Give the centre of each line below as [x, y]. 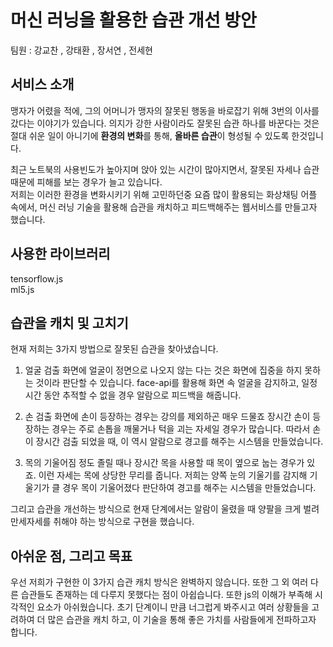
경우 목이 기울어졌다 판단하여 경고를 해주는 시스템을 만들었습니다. [189, 488]
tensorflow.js [37, 278]
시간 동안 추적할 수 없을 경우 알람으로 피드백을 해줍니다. [133, 395]
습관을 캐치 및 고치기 [69, 322]
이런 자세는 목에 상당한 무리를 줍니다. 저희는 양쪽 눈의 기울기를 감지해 [173, 475]
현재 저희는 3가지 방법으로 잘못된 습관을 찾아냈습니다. [114, 349]
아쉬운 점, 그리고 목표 [71, 556]
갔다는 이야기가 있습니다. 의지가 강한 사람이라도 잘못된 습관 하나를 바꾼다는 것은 [165, 123]
